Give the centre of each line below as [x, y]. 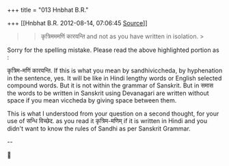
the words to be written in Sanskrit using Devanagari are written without [108, 93]
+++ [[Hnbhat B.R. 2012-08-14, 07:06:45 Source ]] [78, 23]
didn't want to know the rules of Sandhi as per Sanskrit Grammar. [99, 128]
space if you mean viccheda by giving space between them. [92, 100]
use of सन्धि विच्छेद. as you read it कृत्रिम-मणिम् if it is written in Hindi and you [107, 121]
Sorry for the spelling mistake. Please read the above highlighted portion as [113, 50]
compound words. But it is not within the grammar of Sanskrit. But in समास [110, 85]
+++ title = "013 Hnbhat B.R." [48, 10]
